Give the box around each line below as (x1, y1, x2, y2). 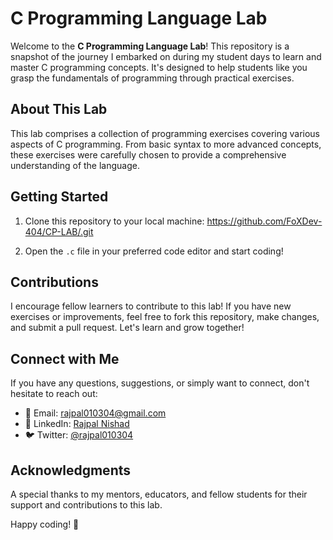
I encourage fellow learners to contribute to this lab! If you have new (10, 300, 292, 312)
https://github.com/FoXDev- (206, 215, 323, 227)
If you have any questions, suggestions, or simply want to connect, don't (10, 377, 310, 389)
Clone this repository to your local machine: (24, 215, 205, 227)
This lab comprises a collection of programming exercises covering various (10, 127, 320, 139)
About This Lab (10, 101, 108, 118)
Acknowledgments (10, 462, 132, 479)
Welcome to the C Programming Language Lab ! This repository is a (10, 40, 290, 52)
